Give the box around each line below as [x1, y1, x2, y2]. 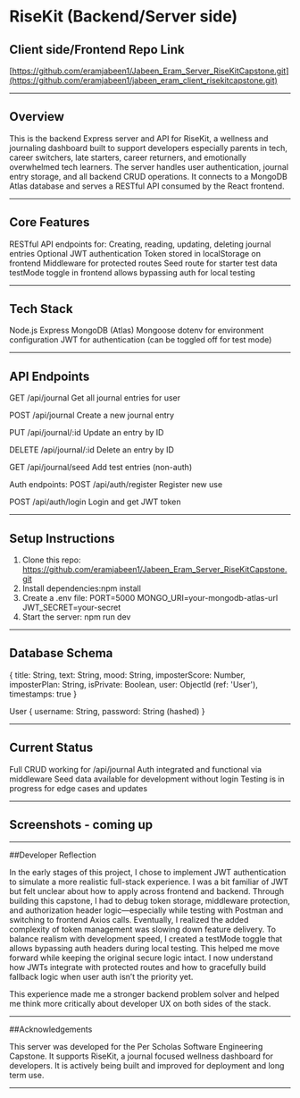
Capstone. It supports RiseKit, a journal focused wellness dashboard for [9, 1051, 274, 1061]
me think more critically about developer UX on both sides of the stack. [9, 998, 271, 1009]
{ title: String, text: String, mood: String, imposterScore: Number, [9, 669, 246, 680]
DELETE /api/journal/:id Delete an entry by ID [9, 444, 174, 455]
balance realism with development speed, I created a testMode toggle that [9, 933, 283, 944]
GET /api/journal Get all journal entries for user [9, 393, 181, 403]
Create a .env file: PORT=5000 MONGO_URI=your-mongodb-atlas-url [21, 593, 279, 604]
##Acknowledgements [9, 1024, 93, 1035]
